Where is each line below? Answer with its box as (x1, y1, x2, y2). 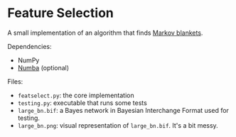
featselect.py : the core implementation (17, 91, 134, 99)
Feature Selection (7, 5, 114, 21)
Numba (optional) (17, 63, 70, 72)
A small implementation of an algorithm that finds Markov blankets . (7, 28, 203, 37)
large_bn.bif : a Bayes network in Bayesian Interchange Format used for (17, 106, 230, 114)
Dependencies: (7, 42, 52, 50)
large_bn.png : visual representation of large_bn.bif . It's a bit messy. (17, 121, 218, 129)
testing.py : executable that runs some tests (17, 98, 147, 107)
